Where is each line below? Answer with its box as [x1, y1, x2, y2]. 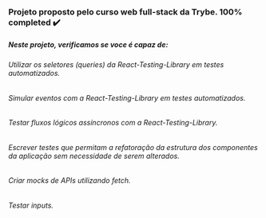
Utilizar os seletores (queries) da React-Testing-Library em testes [8, 59, 224, 69]
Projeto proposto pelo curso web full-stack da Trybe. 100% [8, 6, 243, 18]
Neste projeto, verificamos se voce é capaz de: [8, 39, 169, 50]
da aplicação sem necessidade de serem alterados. [8, 151, 180, 161]
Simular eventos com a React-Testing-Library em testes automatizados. [8, 93, 246, 102]
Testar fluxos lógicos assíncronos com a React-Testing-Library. [8, 118, 218, 128]
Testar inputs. [8, 200, 54, 210]
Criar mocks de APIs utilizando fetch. [8, 176, 131, 185]
